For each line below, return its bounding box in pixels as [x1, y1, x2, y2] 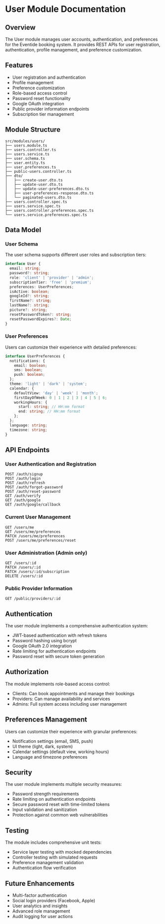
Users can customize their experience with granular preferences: [5, 728, 137, 734]
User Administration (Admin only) [5, 549, 87, 556]
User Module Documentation [5, 3, 126, 15]
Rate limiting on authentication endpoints [12, 796, 96, 802]
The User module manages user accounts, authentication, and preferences [5, 36, 158, 42]
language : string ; [9, 422, 48, 428]
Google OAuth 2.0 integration [12, 643, 72, 649]
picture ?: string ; [9, 308, 48, 312]
